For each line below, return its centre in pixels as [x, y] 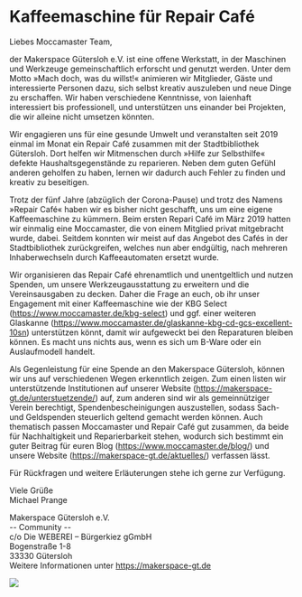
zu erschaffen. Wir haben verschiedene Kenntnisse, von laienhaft [130, 98]
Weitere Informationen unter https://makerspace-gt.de [110, 565]
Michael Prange [38, 499]
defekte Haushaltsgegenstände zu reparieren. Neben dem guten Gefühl [143, 163]
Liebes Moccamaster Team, [61, 42]
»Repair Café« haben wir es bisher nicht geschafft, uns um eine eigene [141, 209]
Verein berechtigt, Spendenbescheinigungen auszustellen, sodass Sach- [145, 407]
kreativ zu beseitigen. [50, 182]
